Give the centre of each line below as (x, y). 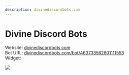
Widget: (13, 58)
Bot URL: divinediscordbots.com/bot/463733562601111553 (64, 52)
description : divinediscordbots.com (43, 10)
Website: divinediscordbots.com (38, 48)
